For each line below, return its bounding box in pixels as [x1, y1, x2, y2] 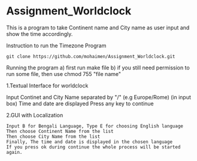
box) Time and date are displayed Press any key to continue [6, 100, 154, 107]
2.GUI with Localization [6, 111, 63, 119]
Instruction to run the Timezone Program [6, 42, 107, 49]
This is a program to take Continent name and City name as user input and [6, 24, 190, 31]
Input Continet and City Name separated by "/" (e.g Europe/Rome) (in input [6, 93, 192, 101]
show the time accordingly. [6, 30, 73, 37]
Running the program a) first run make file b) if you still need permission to [6, 64, 190, 71]
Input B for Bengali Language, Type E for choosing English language [6, 123, 184, 129]
